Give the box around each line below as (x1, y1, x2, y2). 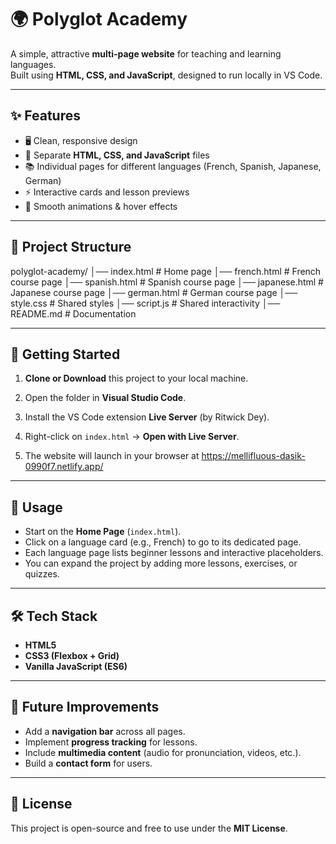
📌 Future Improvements (10, 699, 160, 716)
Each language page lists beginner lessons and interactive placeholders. (24, 547, 324, 559)
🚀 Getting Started (10, 346, 121, 363)
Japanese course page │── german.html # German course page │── (10, 286, 298, 298)
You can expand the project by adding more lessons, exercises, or (24, 557, 298, 570)
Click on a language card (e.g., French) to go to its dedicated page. (24, 536, 302, 548)
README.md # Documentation (10, 307, 137, 320)
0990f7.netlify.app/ (24, 461, 104, 473)
